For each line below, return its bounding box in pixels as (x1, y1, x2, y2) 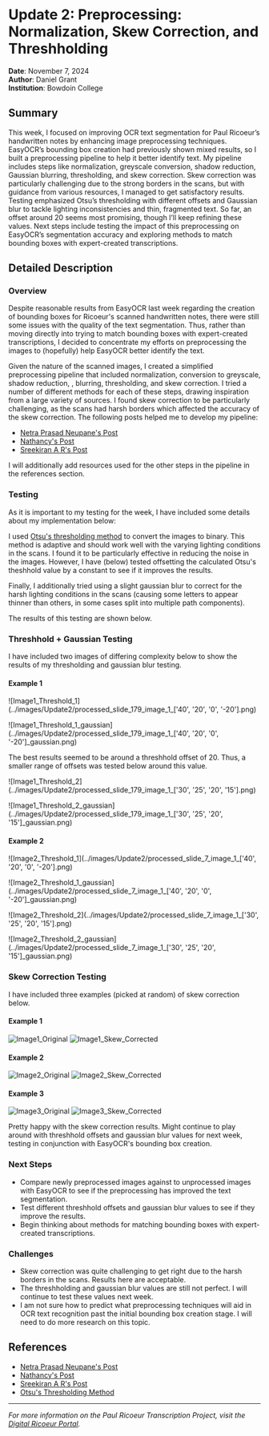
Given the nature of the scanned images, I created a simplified (8, 362, 214, 371)
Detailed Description (8, 262, 114, 275)
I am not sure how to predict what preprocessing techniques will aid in (19, 1300, 252, 1310)
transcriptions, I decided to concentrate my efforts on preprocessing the (8, 338, 247, 347)
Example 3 (8, 1089, 44, 1098)
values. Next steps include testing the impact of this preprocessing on (8, 221, 239, 231)
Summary (8, 106, 58, 120)
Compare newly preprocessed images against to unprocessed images (19, 1177, 251, 1186)
